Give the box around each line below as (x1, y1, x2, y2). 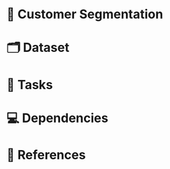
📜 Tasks (6, 76, 53, 93)
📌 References (6, 147, 86, 163)
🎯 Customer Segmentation (6, 6, 164, 22)
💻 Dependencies (6, 110, 109, 126)
